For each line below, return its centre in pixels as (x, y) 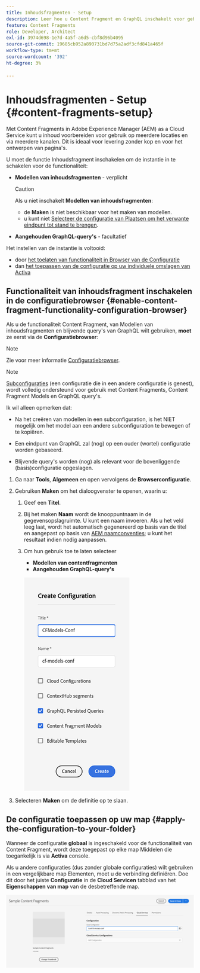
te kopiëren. (29, 432)
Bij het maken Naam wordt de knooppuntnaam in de (87, 514)
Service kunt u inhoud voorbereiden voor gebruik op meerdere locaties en (97, 135)
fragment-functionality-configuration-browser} (97, 310)
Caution (24, 189)
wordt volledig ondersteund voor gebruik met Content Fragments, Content (97, 390)
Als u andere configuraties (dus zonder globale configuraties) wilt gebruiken (100, 868)
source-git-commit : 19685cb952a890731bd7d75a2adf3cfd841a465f (85, 44)
